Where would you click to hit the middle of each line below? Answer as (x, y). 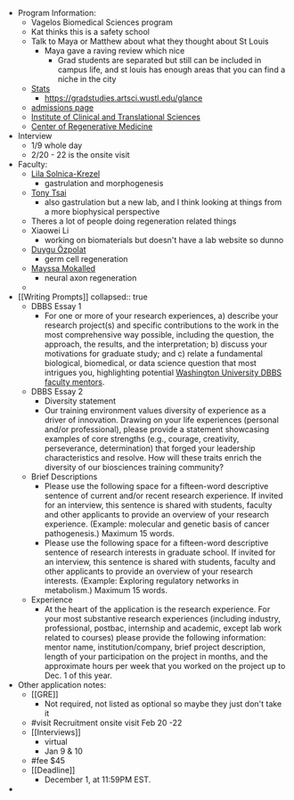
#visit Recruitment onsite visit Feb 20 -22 (106, 722)
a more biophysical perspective (102, 212)
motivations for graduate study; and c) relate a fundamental (153, 354)
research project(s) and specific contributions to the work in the (161, 325)
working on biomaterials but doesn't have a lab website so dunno (164, 240)
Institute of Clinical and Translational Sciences (116, 117)
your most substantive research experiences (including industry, (162, 619)
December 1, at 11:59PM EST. (98, 780)
